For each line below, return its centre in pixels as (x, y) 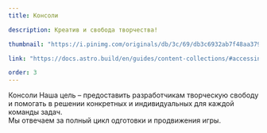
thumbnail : (26, 44)
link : (17, 59)
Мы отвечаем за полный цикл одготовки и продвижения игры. (114, 120)
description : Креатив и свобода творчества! (83, 30)
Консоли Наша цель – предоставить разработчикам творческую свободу (133, 95)
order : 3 (23, 73)
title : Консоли (33, 15)
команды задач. (35, 112)
